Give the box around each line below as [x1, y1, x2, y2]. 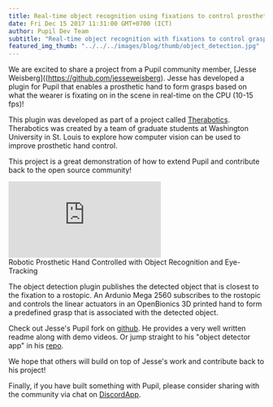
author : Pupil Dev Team [8, 27, 89, 35]
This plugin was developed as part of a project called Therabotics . [8, 115, 230, 125]
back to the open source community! [8, 165, 132, 175]
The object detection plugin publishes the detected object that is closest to [8, 282, 259, 291]
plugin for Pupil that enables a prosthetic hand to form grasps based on [8, 82, 248, 92]
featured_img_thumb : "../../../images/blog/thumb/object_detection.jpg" [8, 42, 260, 50]
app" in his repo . [8, 341, 64, 351]
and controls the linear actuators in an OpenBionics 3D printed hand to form [8, 299, 262, 309]
